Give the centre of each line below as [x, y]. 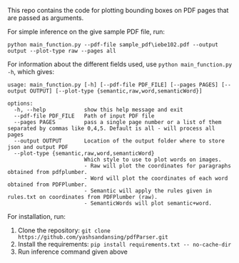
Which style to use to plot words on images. [153, 160]
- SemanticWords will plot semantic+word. [148, 203]
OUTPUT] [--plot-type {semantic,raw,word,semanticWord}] [116, 91]
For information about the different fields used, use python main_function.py [120, 64]
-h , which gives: [31, 72]
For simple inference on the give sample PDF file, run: [86, 32]
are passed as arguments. [46, 18]
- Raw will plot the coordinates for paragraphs [158, 166]
